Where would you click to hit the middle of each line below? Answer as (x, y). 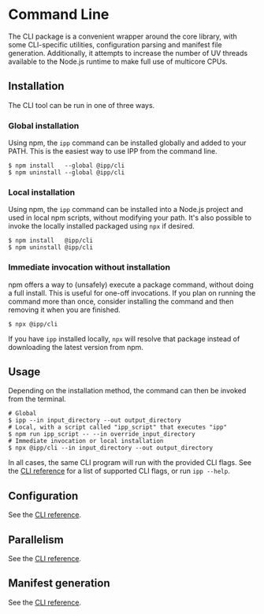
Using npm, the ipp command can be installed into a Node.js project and (126, 210)
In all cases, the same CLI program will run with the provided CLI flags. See (130, 463)
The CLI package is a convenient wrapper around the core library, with (123, 36)
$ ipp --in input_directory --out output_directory (95, 420)
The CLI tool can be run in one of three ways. (82, 105)
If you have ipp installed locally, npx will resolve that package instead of (124, 339)
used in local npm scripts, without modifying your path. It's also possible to (130, 218)
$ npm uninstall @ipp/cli (50, 247)
